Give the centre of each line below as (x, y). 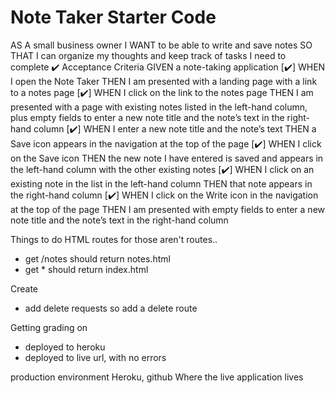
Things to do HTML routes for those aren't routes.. (114, 239)
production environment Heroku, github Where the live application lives (157, 377)
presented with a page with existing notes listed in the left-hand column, (159, 107)
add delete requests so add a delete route (111, 308)
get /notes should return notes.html (97, 258)
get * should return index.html (86, 269)
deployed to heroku (65, 347)
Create (24, 288)
